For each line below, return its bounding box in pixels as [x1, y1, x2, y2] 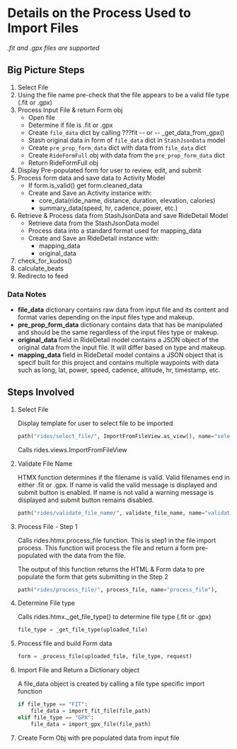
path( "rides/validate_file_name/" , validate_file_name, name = [17, 509, 205, 516]
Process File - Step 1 [17, 522, 78, 530]
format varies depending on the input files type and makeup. [17, 313, 195, 322]
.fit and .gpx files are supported [7, 43, 100, 52]
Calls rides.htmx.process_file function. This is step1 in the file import [17, 536, 216, 545]
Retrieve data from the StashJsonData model [28, 219, 159, 227]
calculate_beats [17, 264, 64, 273]
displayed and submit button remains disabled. [17, 496, 154, 504]
